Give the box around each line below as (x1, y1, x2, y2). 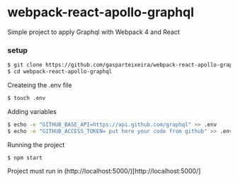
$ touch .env (7, 94, 46, 101)
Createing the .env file (7, 81, 72, 89)
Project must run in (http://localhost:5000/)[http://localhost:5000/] (7, 167, 201, 176)
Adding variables (7, 107, 57, 115)
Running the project (7, 140, 65, 149)
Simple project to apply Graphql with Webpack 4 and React (7, 28, 180, 36)
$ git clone (7, 62, 42, 69)
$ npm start (7, 154, 42, 161)
